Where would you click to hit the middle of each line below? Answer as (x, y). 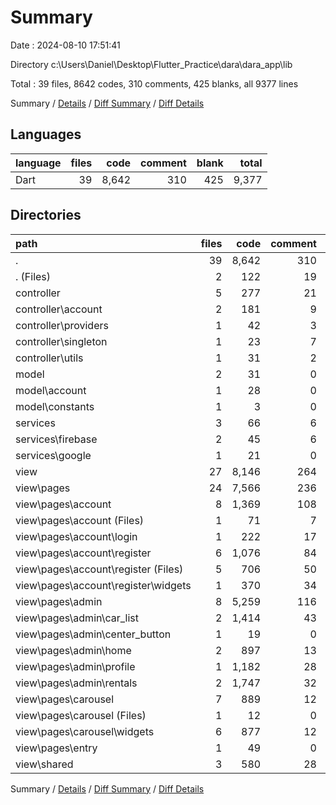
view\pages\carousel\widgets (85, 731)
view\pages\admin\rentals (76, 683)
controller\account (59, 309)
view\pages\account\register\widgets (103, 585)
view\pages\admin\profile (75, 666)
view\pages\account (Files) (80, 520)
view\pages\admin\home (73, 650)
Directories (46, 215)
